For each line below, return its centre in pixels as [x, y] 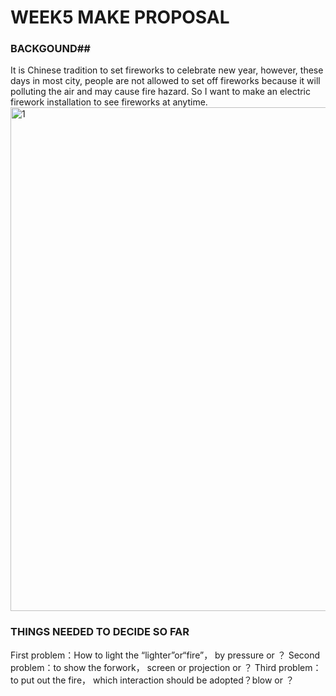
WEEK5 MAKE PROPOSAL [120, 17]
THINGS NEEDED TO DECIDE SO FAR [100, 632]
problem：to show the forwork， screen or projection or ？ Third [143, 667]
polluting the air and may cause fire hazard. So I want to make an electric [161, 92]
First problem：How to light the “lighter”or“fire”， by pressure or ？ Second [165, 655]
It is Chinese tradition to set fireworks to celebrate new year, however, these [167, 70]
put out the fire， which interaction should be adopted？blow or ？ [157, 680]
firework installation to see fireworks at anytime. [109, 102]
